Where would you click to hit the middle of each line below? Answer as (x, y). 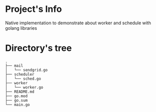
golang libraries (21, 28)
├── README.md (20, 92)
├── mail (14, 65)
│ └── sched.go (23, 79)
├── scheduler (20, 74)
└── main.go (17, 105)
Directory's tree (39, 48)
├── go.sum (16, 100)
